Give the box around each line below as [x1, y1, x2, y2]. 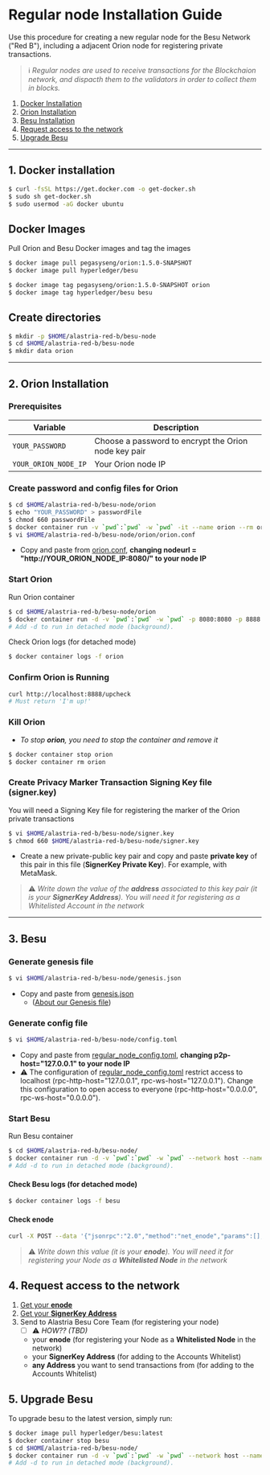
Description [153, 421, 199, 433]
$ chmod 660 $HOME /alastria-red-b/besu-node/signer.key [8, 836, 199, 845]
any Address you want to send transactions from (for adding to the [31, 1361, 255, 1370]
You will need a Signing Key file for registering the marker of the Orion [8, 805, 240, 815]
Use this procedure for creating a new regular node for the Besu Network [8, 32, 251, 42]
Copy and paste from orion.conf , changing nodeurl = [19, 545, 197, 555]
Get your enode [19, 1300, 73, 1310]
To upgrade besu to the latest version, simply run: [8, 1413, 173, 1423]
